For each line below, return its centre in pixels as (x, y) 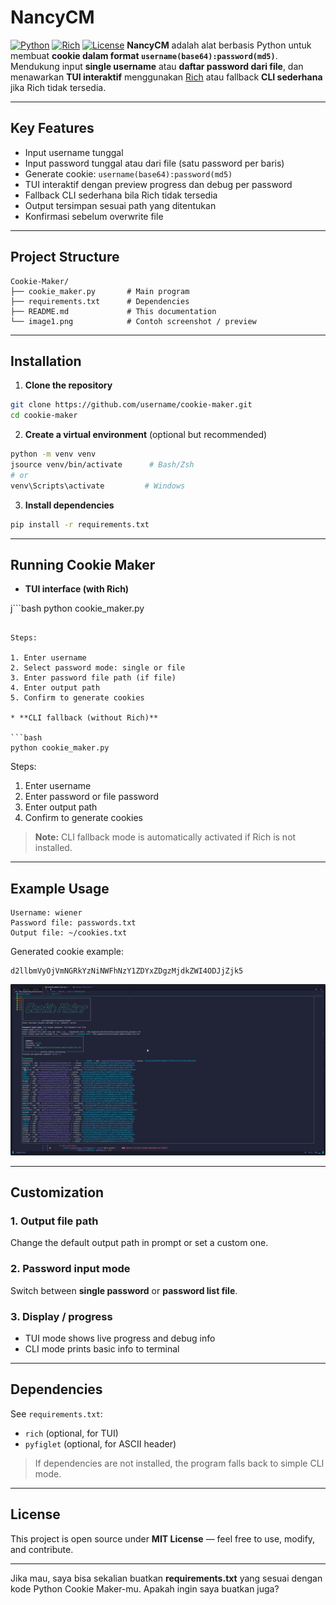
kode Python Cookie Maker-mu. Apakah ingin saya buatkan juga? (145, 1588)
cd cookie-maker (44, 416)
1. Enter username (48, 658)
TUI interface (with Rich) (77, 589)
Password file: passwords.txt (73, 923)
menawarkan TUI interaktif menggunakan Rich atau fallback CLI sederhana (166, 77)
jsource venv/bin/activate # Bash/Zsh (102, 465)
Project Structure (65, 257)
